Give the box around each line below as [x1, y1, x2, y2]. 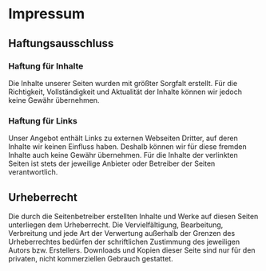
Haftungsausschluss [8, 37, 114, 50]
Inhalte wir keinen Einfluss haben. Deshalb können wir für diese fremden [8, 142, 248, 151]
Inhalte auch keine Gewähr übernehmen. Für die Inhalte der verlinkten [8, 151, 238, 160]
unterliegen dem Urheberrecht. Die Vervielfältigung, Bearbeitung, [8, 220, 224, 230]
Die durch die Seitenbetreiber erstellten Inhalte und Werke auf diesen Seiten [8, 211, 259, 221]
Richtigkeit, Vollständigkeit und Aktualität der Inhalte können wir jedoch [8, 87, 242, 96]
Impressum [8, 5, 85, 23]
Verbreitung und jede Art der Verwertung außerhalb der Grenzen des [8, 228, 236, 238]
